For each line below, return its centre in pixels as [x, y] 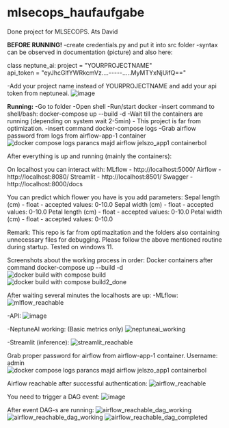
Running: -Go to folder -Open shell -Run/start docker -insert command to [111, 106]
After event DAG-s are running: [51, 410]
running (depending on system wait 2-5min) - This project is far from [104, 121]
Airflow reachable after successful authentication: [77, 383]
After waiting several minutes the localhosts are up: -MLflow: [93, 295]
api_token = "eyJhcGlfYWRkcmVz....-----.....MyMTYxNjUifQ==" [97, 73]
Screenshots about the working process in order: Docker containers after [110, 260]
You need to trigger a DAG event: [54, 396]
